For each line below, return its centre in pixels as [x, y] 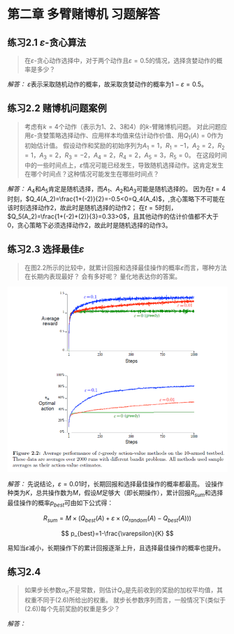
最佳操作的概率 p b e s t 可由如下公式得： [60, 504]
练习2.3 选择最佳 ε [46, 249]
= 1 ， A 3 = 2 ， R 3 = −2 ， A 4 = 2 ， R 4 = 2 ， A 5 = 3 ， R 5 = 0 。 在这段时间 [125, 156]
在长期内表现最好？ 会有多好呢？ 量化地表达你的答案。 [103, 276]
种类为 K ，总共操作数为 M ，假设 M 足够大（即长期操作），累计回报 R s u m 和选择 [115, 493]
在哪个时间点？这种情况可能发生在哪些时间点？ [92, 174]
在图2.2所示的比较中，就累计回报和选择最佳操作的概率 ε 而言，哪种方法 [125, 268]
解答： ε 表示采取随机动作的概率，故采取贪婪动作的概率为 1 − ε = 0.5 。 [108, 84]
